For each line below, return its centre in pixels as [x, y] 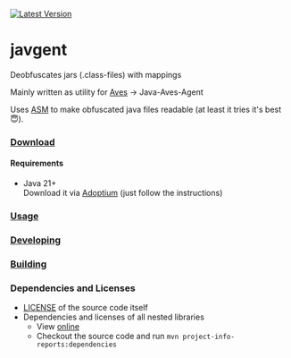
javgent [39, 50]
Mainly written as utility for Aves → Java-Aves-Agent [107, 92]
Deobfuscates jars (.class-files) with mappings [96, 74]
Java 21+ [40, 183]
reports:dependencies [76, 345]
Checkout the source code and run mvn [108, 337]
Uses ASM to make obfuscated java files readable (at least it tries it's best [146, 109]
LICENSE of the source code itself [85, 308]
